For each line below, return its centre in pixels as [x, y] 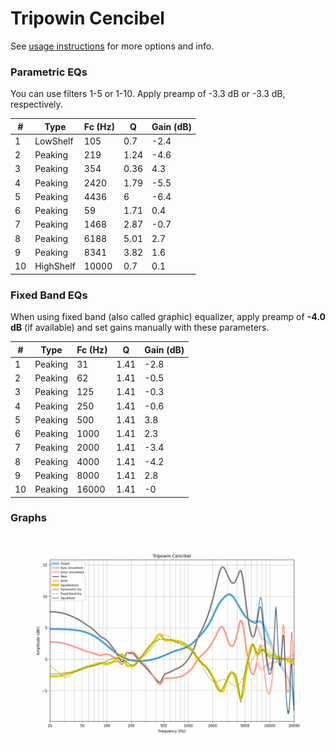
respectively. [36, 104]
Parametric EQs [49, 72]
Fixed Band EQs [49, 295]
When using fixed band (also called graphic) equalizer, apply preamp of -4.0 [168, 317]
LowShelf [54, 141]
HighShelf [55, 266]
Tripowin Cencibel [87, 18]
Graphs [28, 518]
